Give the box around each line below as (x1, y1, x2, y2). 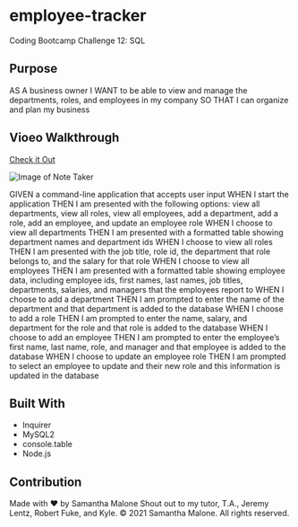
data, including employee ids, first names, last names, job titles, (9, 275, 243, 285)
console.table (21, 439, 73, 450)
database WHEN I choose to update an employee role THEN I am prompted (9, 351, 286, 362)
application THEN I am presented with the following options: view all (9, 198, 260, 209)
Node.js (21, 448, 52, 459)
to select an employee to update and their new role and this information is (9, 360, 281, 371)
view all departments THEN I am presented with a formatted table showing (9, 226, 284, 238)
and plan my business (9, 104, 90, 115)
